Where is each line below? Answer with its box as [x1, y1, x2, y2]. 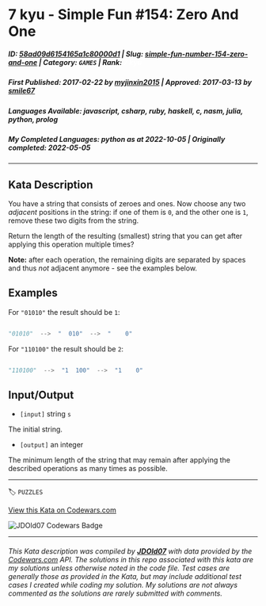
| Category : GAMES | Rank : [38, 57, 123, 67]
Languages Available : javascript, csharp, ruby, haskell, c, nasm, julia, [8, 105, 243, 116]
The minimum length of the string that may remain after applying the [8, 455, 231, 465]
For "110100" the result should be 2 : [8, 343, 124, 354]
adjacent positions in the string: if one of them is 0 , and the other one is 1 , [8, 208, 249, 217]
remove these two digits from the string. [8, 216, 139, 225]
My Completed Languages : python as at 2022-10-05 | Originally [8, 134, 226, 144]
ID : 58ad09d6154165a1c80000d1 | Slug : [8, 49, 144, 59]
